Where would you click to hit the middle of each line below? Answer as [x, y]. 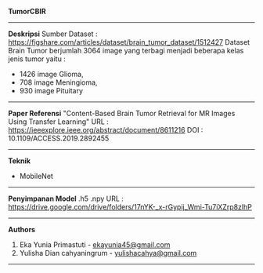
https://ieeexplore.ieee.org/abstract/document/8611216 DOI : [106, 130]
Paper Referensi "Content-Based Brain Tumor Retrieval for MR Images [122, 113]
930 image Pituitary [51, 91]
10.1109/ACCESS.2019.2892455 [59, 138]
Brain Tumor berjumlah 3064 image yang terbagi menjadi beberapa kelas [126, 51]
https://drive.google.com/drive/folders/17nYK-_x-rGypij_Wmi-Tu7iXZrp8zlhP [130, 207]
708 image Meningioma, [58, 82]
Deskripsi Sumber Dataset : [53, 34]
